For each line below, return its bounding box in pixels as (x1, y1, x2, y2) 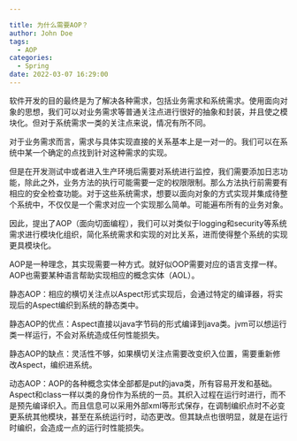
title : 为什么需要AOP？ (9, 20, 88, 29)
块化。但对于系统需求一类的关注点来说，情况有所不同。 (9, 117, 210, 128)
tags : (9, 37, 29, 46)
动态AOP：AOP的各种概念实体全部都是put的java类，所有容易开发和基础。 (9, 377, 277, 389)
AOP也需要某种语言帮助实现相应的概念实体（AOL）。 (9, 270, 200, 280)
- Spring (17, 62, 49, 71)
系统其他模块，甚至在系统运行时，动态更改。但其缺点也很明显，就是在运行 (16, 411, 288, 422)
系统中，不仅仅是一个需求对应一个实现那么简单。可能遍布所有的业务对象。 (16, 199, 288, 209)
